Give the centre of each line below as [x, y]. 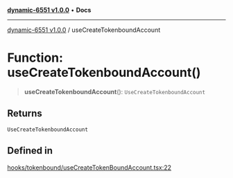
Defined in [30, 151]
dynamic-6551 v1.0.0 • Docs [49, 10]
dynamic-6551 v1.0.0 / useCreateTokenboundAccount [84, 30]
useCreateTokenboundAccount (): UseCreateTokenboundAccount [115, 91]
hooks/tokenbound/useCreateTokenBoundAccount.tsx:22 [89, 167]
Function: [35, 58]
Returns [25, 114]
